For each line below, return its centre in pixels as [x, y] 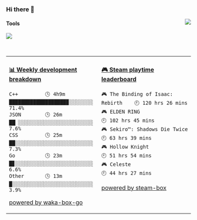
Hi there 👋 [21, 9]
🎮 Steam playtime [128, 70]
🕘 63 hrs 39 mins [127, 138]
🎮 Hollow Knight [125, 147]
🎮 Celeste [116, 164]
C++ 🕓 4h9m [37, 94]
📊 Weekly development [43, 70]
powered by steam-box [134, 188]
